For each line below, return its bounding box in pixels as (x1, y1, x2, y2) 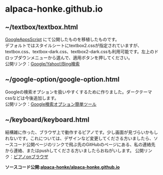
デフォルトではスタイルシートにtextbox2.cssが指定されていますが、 (5, 43, 142, 48)
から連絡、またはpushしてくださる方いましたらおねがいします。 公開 (5, 148, 144, 153)
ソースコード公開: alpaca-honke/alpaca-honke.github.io (5, 164, 120, 170)
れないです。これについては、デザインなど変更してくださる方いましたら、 (5, 135, 154, 141)
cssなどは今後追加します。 (5, 95, 59, 101)
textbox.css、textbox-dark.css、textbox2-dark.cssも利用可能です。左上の (5, 49, 155, 54)
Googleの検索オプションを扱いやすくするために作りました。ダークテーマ (5, 89, 152, 95)
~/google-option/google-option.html (5, 75, 120, 84)
